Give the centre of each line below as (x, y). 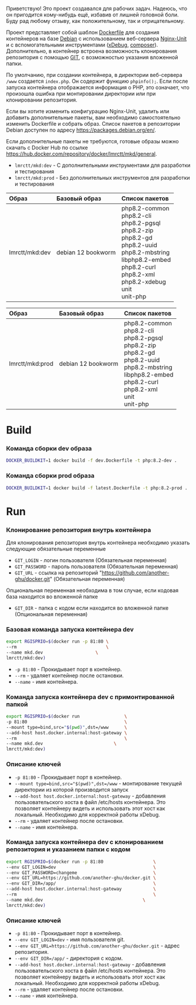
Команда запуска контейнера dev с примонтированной (90, 697)
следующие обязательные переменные (56, 549)
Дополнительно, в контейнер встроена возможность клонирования (92, 51)
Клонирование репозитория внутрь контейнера (79, 530)
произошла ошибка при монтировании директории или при (81, 94)
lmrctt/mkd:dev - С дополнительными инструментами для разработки (102, 165)
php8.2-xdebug (143, 282)
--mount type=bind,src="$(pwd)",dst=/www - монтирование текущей (98, 783)
